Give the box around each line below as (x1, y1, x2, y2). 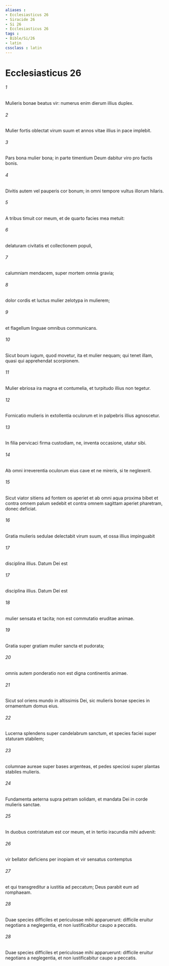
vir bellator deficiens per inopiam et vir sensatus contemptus (5, 856, 132, 863)
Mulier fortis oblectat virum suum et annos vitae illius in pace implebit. (5, 128, 152, 134)
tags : (5, 31, 19, 36)
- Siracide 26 (5, 17, 36, 22)
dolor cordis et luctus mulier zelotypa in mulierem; (5, 297, 110, 303)
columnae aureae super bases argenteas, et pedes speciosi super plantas (5, 763, 160, 769)
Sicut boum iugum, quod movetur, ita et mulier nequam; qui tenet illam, (5, 352, 153, 358)
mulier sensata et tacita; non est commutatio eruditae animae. (5, 615, 134, 621)
